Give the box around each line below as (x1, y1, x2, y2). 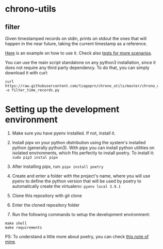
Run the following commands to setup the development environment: (12, 211, 150, 217)
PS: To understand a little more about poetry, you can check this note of (5, 233, 149, 239)
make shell (5, 221, 27, 226)
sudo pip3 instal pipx (12, 155, 58, 160)
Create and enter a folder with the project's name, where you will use (12, 173, 150, 179)
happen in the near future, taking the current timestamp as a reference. (5, 41, 147, 47)
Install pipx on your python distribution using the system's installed (12, 139, 146, 145)
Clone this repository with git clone (12, 193, 82, 199)
